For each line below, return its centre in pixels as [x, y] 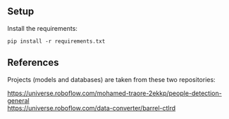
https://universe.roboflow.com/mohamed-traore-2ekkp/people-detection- [114, 93]
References [33, 63]
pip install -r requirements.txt [56, 41]
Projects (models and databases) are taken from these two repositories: [112, 79]
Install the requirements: [42, 28]
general [18, 100]
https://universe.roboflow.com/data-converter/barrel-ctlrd [92, 108]
